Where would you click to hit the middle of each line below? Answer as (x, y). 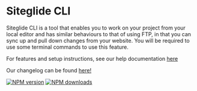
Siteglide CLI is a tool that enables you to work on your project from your (96, 28)
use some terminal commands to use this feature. (68, 47)
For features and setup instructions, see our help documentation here (92, 58)
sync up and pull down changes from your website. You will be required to (98, 40)
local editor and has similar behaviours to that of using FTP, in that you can (98, 34)
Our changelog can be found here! (49, 70)
